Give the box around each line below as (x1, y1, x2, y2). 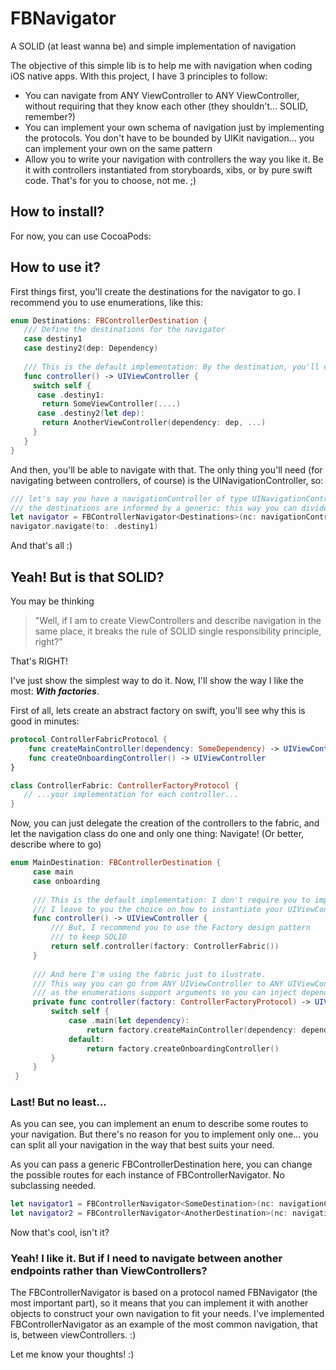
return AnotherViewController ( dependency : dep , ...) (41, 418, 267, 428)
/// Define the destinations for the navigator (23, 325, 226, 335)
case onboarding (32, 876, 101, 886)
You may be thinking (10, 595, 95, 607)
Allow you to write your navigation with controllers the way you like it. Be (24, 153, 324, 165)
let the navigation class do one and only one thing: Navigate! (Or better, (10, 828, 305, 840)
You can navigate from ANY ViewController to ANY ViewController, (24, 89, 300, 101)
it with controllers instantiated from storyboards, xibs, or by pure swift (24, 163, 313, 176)
